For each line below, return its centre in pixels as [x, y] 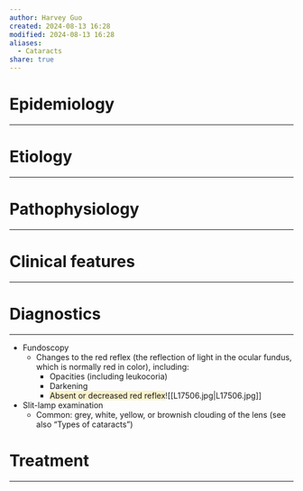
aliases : [26, 43]
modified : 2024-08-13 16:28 [62, 34]
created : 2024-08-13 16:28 [60, 26]
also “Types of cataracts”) [84, 424]
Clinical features [72, 262]
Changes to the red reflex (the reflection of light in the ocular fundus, [164, 357]
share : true [32, 60]
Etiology [41, 157]
